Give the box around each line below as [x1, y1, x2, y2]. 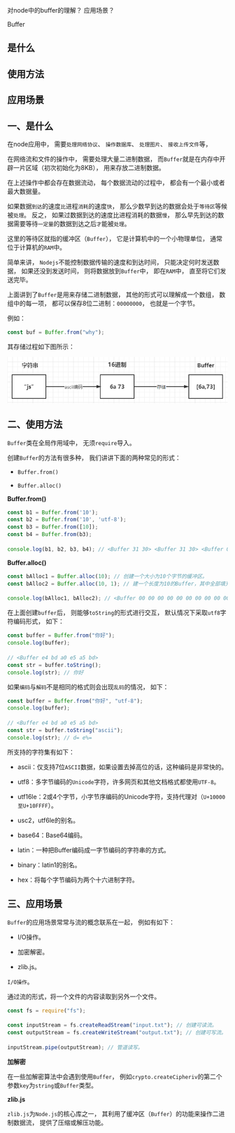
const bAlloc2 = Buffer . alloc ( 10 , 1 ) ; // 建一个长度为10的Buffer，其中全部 [7, 580, 220, 587]
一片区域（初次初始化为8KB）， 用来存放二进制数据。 [13, 163, 166, 171]
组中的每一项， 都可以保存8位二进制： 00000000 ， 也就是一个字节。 [7, 299, 199, 307]
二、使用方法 [7, 418, 63, 430]
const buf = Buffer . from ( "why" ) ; [7, 328, 105, 336]
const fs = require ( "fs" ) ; [7, 1007, 86, 1014]
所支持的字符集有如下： [7, 747, 75, 756]
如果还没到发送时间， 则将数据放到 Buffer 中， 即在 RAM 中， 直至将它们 [20, 267, 220, 275]
